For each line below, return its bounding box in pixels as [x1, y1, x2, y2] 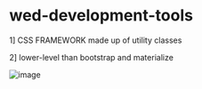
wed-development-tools [9, 5, 194, 26]
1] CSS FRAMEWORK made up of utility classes [9, 35, 182, 45]
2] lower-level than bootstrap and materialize [9, 52, 174, 62]
